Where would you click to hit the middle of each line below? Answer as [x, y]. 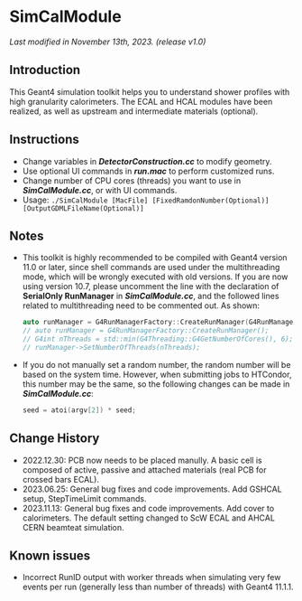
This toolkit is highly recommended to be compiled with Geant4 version [155, 258]
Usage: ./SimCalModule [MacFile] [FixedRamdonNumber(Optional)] [146, 200]
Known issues [50, 555]
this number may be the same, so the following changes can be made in [156, 384]
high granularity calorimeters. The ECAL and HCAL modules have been [141, 101]
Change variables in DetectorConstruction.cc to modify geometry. [147, 161]
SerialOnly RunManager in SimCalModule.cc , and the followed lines [151, 296]
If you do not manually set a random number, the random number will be [156, 364]
